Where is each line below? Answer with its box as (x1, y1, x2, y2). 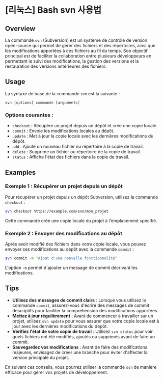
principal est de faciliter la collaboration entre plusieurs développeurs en (5, 53, 152, 59)
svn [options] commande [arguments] (5, 100, 80, 105)
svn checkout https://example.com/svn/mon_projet (5, 209, 109, 214)
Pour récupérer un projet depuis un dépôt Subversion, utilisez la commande (5, 194, 158, 200)
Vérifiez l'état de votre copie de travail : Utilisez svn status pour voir (12, 328, 153, 334)
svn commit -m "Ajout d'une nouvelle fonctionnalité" (5, 256, 118, 261)
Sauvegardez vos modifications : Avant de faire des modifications (12, 344, 148, 350)
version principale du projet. (12, 354, 70, 360)
